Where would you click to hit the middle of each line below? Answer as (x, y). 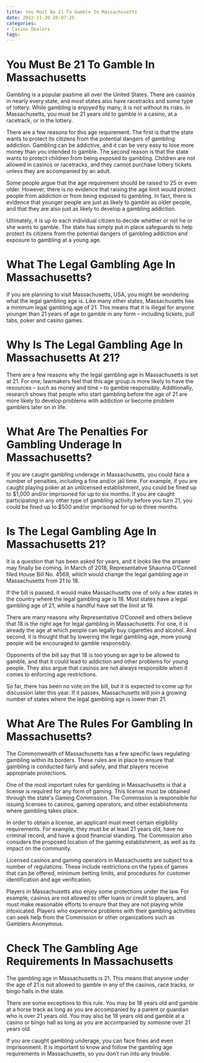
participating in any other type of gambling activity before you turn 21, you (100, 500)
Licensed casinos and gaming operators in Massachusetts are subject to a (100, 860)
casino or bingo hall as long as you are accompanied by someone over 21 (98, 1022)
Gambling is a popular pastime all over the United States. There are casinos (101, 94)
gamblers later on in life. (37, 407)
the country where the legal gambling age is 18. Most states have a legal (97, 599)
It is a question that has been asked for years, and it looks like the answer (98, 561)
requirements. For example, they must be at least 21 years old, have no (95, 828)
